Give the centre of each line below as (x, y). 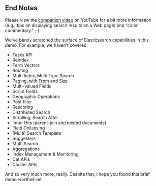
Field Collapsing (29, 128)
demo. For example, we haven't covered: (47, 45)
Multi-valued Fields (32, 86)
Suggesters (24, 138)
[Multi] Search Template (37, 133)
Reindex (20, 60)
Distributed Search (31, 112)
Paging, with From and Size (40, 81)
